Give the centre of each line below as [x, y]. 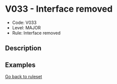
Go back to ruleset [24, 77]
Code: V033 [24, 22]
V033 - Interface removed [59, 9]
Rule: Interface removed [36, 33]
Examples [20, 65]
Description [23, 48]
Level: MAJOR [26, 27]
